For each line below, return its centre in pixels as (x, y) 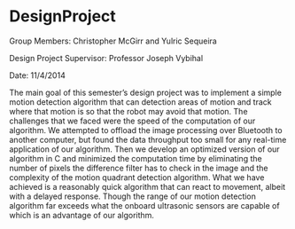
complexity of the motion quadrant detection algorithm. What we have (137, 177)
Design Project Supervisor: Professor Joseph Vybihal (106, 58)
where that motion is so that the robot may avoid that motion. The (128, 111)
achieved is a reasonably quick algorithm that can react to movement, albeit (147, 186)
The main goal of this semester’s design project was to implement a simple (145, 92)
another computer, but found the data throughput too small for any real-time (148, 139)
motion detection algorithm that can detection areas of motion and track (140, 102)
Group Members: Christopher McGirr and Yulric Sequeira (113, 41)
